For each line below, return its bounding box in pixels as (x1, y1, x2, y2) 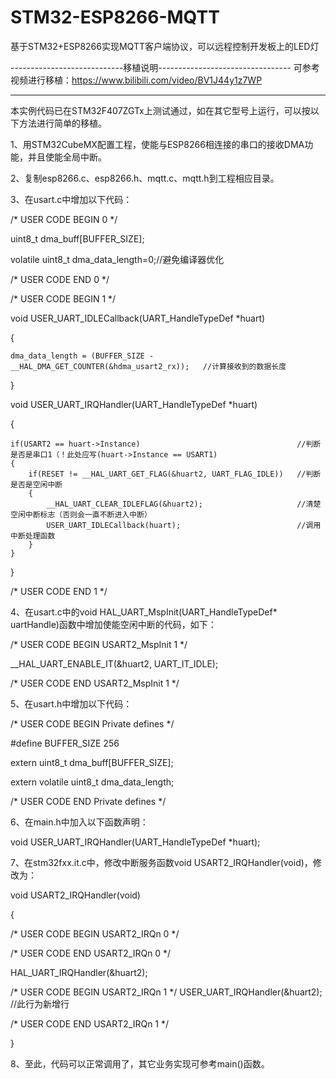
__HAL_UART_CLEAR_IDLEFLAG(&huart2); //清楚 (46, 499, 322, 509)
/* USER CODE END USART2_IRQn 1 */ (10, 1017, 170, 1030)
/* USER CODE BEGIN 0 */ (10, 213, 118, 225)
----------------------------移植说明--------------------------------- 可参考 (10, 61, 320, 73)
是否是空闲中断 (10, 479, 63, 490)
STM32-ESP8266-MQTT (10, 6, 220, 29)
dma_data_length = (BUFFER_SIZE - (10, 351, 155, 361)
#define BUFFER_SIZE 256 (10, 737, 120, 749)
